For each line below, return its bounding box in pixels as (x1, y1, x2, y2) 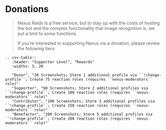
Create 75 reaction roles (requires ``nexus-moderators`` (29, 77, 153, 82)
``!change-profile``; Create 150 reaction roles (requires (5, 103, 131, 108)
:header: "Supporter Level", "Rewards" (11, 59, 95, 64)
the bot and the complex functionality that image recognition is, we (17, 25, 155, 31)
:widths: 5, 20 (11, 64, 43, 69)
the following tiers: (17, 45, 56, 51)
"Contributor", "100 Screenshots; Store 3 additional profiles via (11, 99, 155, 104)
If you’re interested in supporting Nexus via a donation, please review (17, 40, 161, 46)
